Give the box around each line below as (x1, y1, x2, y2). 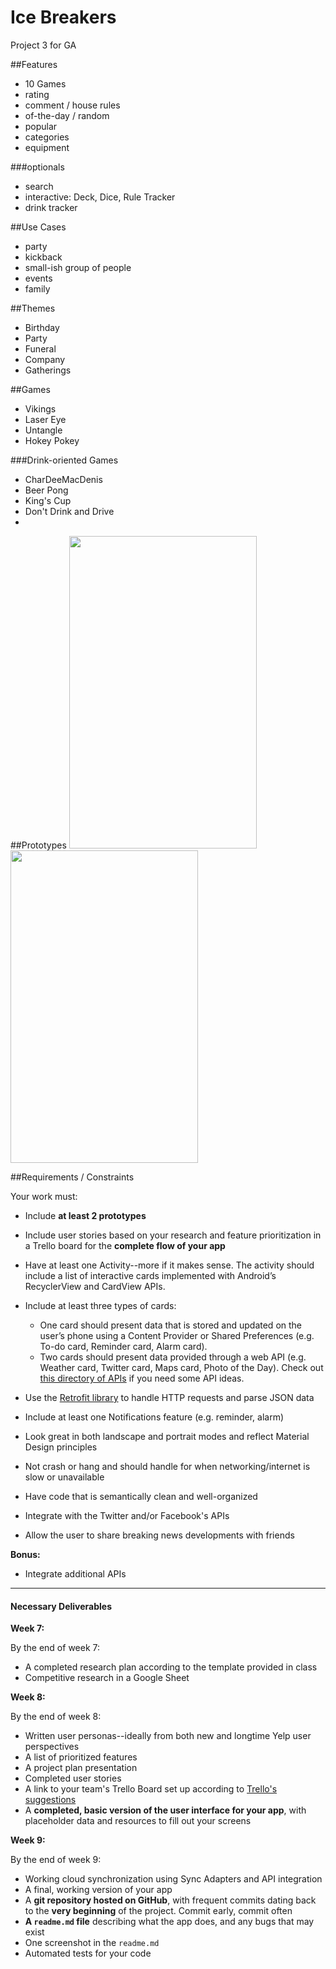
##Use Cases (10, 221, 67, 233)
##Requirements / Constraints (10, 1171, 135, 1183)
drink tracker (24, 201, 78, 213)
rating (24, 88, 50, 100)
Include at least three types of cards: (24, 1299, 177, 1311)
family (24, 282, 51, 295)
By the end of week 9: (10, 1854, 102, 1866)
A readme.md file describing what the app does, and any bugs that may (24, 1916, 315, 1928)
